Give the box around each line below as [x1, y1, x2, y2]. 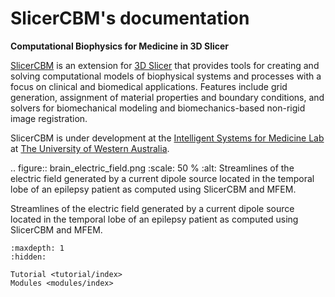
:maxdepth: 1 [10, 243, 65, 253]
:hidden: [10, 252, 47, 262]
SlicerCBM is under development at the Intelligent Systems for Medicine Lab [10, 132, 325, 144]
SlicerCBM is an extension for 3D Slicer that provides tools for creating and [10, 59, 320, 71]
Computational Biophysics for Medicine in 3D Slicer [10, 40, 230, 52]
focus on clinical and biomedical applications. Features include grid [10, 80, 288, 92]
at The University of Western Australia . [10, 142, 170, 154]
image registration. [10, 112, 88, 124]
